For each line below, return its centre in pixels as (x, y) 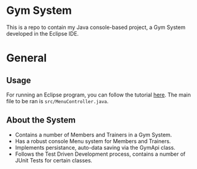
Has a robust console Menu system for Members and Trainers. (93, 141)
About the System (41, 120)
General (27, 58)
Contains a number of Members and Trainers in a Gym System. (93, 135)
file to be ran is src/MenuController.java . (57, 101)
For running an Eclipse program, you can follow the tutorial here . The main (99, 95)
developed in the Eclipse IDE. (43, 33)
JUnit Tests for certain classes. (53, 160)
